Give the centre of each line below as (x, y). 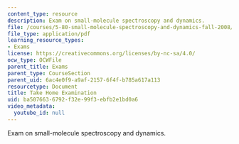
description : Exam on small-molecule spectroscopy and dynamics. (106, 21)
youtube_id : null (39, 113)
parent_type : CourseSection (49, 73)
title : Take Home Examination (52, 93)
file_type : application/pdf (49, 34)
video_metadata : (31, 106)
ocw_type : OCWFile (34, 60)
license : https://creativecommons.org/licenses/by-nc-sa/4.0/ (101, 54)
